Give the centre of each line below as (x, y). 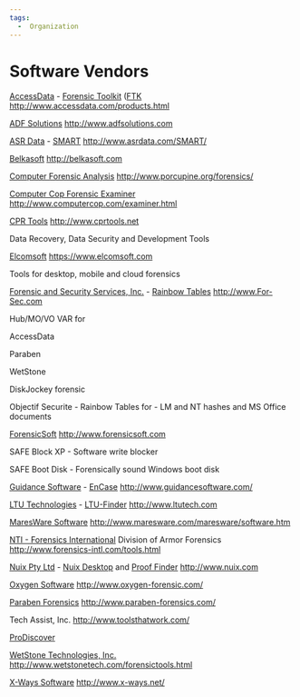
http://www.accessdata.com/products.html (90, 106)
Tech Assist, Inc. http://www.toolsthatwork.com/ (100, 620)
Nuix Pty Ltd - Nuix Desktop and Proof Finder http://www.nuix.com (134, 567)
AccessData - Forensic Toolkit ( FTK (76, 96)
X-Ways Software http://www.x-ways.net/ (87, 682)
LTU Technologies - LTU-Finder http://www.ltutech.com (113, 504)
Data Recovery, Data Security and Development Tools (110, 239)
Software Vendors (79, 71)
